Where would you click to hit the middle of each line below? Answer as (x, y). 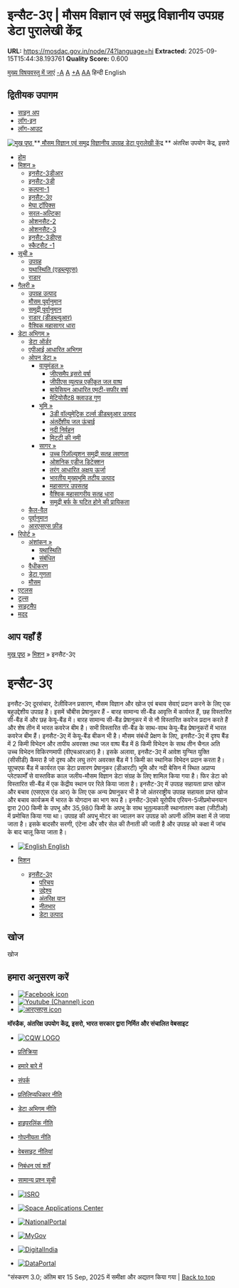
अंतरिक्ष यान (52, 898)
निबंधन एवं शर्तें (34, 1166)
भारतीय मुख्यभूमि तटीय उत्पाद (82, 478)
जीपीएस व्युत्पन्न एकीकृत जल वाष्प (86, 381)
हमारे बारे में (30, 1066)
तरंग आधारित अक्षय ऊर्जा (78, 470)
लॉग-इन (27, 120)
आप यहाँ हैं (25, 637)
